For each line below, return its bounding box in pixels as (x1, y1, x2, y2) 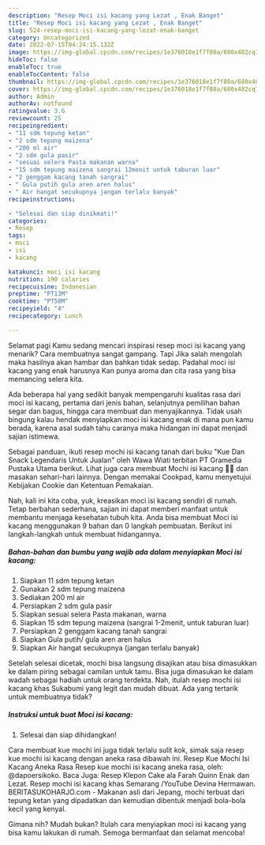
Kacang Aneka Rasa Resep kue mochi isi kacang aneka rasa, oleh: (8, 762, 223, 771)
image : (8, 48, 30, 56)
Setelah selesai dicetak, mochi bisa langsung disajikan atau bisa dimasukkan (8, 658, 257, 668)
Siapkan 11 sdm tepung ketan (19, 575, 114, 585)
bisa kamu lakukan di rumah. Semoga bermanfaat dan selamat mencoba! (8, 828, 245, 837)
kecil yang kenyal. (8, 804, 67, 813)
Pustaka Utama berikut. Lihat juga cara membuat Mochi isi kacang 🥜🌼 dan (8, 463, 248, 473)
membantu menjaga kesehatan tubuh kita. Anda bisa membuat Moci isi (8, 512, 238, 522)
